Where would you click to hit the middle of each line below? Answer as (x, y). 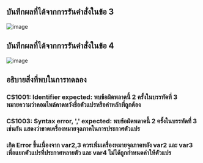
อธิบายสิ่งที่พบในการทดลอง (46, 80)
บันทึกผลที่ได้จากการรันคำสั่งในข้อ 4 (60, 46)
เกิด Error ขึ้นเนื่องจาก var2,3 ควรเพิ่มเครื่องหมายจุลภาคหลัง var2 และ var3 (100, 145)
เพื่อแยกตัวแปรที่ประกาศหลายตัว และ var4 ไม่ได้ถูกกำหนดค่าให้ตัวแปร (89, 153)
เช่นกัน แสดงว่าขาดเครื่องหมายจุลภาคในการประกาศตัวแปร (73, 128)
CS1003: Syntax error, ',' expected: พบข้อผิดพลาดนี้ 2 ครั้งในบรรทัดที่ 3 (102, 121)
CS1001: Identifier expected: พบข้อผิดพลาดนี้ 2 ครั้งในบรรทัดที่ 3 (92, 97)
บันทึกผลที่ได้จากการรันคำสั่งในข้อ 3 (60, 12)
